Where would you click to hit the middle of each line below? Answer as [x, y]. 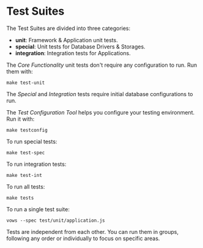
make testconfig [27, 130]
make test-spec [26, 152]
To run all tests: [26, 186]
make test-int [24, 175]
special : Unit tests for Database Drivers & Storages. [80, 47]
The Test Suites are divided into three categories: [68, 28]
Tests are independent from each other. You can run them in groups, [93, 231]
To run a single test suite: [38, 209]
